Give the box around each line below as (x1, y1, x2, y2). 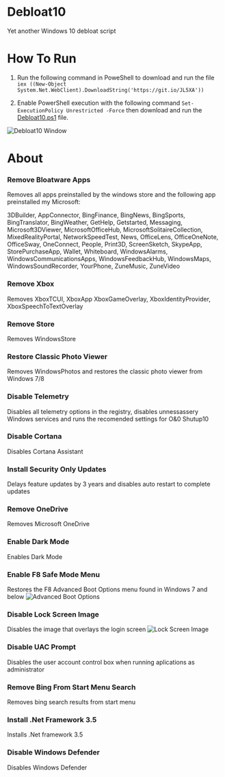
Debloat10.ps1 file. (16, 113, 68, 121)
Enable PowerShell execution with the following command (16, 99, 181, 107)
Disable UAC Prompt (7, 642, 77, 652)
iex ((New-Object (16, 80, 67, 88)
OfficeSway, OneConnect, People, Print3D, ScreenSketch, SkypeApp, (7, 241, 203, 249)
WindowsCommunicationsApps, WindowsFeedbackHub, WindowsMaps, (7, 255, 211, 263)
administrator (7, 665, 44, 674)
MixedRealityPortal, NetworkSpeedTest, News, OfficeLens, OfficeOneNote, (7, 233, 219, 241)
